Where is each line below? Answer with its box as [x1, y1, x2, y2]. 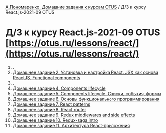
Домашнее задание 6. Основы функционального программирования [12, 96, 160, 102]
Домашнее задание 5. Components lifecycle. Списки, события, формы [12, 90, 161, 96]
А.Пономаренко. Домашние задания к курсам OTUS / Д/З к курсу [5, 4, 146, 10]
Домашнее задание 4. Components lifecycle [12, 85, 106, 91]
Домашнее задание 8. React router [12, 106, 86, 112]
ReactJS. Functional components [12, 74, 81, 81]
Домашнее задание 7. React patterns [12, 101, 91, 107]
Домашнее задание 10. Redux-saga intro [12, 117, 98, 123]
